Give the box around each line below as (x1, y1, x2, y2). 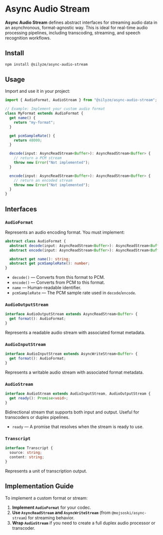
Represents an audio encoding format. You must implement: (5, 229, 125, 235)
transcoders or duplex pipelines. (5, 414, 70, 420)
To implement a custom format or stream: (5, 495, 88, 501)
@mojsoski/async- (111, 510, 147, 516)
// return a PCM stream (14, 155, 62, 161)
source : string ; (9, 450, 42, 455)
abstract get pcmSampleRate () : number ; (9, 261, 90, 266)
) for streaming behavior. (25, 515, 75, 520)
